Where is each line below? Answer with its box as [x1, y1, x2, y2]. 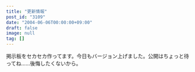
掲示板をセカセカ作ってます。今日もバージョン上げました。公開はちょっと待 [6, 53, 189, 59]
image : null [6, 30, 35, 36]
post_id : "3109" [6, 14, 46, 20]
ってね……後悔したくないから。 [6, 60, 82, 67]
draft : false [6, 25, 38, 31]
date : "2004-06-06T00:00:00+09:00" [6, 19, 93, 25]
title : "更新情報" [6, 8, 48, 15]
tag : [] [6, 36, 25, 42]
